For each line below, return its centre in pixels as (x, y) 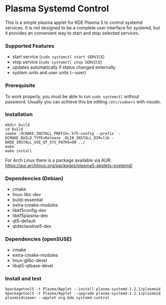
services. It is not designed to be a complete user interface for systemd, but (83, 27)
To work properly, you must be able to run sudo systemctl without (72, 96)
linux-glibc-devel (29, 260)
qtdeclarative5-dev (32, 226)
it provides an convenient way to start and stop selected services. (72, 33)
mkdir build (17, 125)
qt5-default (24, 221)
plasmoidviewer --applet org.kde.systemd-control (57, 298)
